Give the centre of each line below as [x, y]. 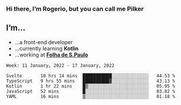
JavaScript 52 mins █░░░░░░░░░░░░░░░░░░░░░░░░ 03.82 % [91, 91]
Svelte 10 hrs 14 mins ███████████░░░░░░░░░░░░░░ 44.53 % [91, 76]
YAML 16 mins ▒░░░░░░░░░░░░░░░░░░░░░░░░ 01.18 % [91, 96]
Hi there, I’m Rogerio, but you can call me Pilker [75, 9]
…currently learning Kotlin [47, 48]
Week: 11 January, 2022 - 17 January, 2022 [60, 65]
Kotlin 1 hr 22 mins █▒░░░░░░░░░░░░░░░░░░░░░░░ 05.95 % [91, 86]
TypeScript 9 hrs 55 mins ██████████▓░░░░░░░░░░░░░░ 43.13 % [91, 81]
